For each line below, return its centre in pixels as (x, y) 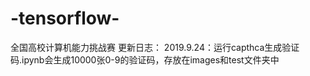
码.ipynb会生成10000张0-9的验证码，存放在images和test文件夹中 (145, 59)
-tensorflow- (65, 18)
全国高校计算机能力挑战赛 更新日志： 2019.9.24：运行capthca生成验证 (155, 47)
